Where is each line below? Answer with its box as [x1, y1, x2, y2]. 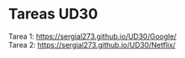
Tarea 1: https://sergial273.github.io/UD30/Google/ [8, 31, 177, 41]
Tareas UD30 [8, 5, 99, 23]
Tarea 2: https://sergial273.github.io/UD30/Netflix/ [8, 39, 176, 49]
